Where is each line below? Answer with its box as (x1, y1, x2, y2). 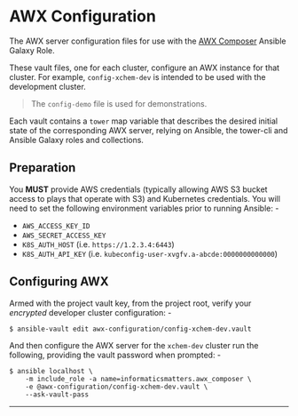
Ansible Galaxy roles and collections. (9, 134, 145, 145)
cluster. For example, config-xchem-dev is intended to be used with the (9, 71, 266, 82)
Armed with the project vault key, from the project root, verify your (9, 298, 252, 308)
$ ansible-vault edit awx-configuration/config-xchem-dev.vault (9, 324, 252, 333)
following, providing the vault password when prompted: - (9, 349, 222, 360)
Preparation (9, 160, 76, 175)
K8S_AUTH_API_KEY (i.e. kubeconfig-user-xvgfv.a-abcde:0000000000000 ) (21, 248, 278, 259)
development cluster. (9, 81, 86, 92)
